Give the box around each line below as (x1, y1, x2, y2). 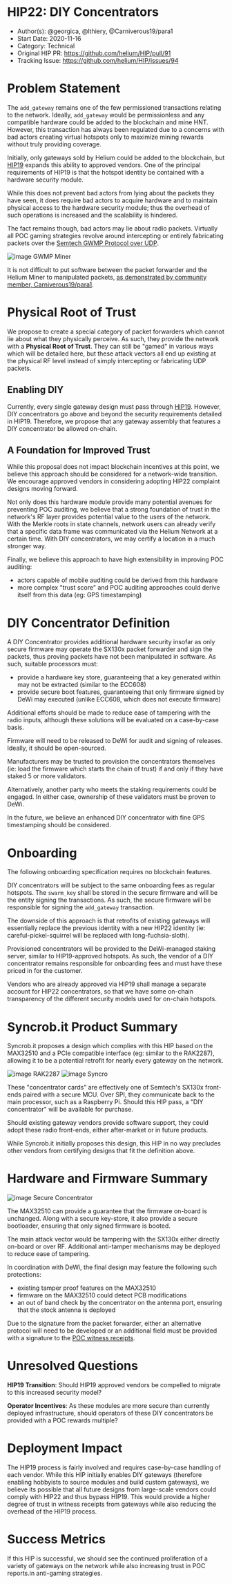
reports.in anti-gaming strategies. (7, 1569, 102, 1577)
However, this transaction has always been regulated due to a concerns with (7, 125, 224, 133)
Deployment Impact (7, 1440, 123, 1456)
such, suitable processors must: (7, 660, 99, 668)
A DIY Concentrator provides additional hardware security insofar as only (7, 638, 215, 646)
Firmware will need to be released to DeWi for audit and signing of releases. (7, 737, 223, 745)
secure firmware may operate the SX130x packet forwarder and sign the (7, 645, 213, 653)
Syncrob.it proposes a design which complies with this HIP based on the (7, 1042, 213, 1050)
